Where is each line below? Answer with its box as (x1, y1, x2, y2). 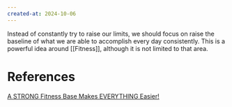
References (7, 69, 75, 85)
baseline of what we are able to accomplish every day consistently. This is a (7, 36, 225, 45)
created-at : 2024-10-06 (7, 10, 77, 17)
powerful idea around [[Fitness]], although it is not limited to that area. (7, 44, 208, 52)
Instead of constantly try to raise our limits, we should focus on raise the (7, 29, 215, 38)
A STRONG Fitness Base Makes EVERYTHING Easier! (7, 92, 160, 100)
